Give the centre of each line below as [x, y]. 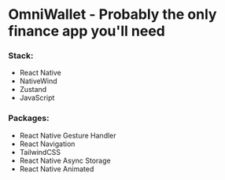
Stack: [21, 56]
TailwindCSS [40, 152]
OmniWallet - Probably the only [112, 15]
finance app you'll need [87, 31]
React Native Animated [57, 169]
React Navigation [47, 144]
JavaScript [37, 98]
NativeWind [38, 81]
